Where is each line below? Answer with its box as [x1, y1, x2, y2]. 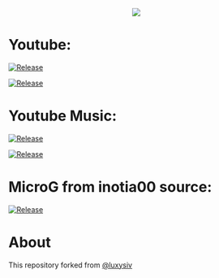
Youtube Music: [8, 106, 118, 125]
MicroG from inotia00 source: [8, 178, 213, 197]
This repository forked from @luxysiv [8, 260, 132, 270]
